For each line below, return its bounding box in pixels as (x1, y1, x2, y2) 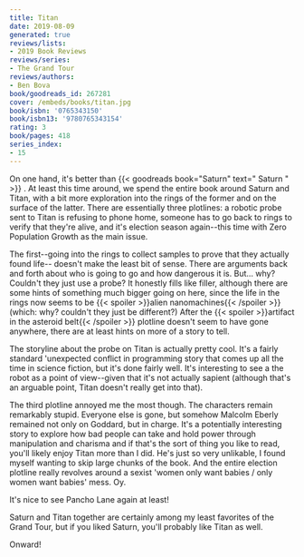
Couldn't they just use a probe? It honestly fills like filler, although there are (9, 278, 289, 288)
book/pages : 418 (9, 132, 71, 141)
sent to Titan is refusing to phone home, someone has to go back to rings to (9, 211, 292, 222)
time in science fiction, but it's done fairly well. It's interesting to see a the (9, 362, 284, 373)
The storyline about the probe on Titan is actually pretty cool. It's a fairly (9, 343, 279, 354)
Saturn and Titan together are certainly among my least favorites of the (9, 512, 274, 523)
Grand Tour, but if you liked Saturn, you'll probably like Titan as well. (9, 521, 264, 532)
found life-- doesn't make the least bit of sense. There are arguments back (9, 258, 288, 269)
